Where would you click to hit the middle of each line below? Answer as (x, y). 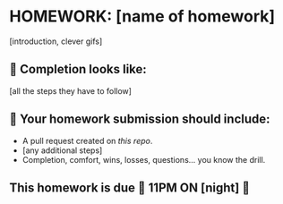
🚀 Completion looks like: (78, 69)
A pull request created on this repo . (87, 140)
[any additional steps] (62, 150)
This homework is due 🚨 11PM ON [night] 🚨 (130, 187)
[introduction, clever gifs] (56, 41)
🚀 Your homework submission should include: (140, 119)
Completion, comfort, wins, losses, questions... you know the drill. (144, 159)
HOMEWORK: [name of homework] (142, 17)
